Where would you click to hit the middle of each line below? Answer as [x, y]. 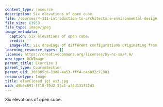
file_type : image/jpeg [28, 27]
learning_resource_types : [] [34, 50]
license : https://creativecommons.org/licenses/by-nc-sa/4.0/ [69, 54]
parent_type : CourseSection [33, 68]
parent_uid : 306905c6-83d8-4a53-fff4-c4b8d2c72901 [57, 72]
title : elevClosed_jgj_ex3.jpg [37, 81]
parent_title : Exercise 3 [31, 63]
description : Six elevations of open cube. [50, 14]
